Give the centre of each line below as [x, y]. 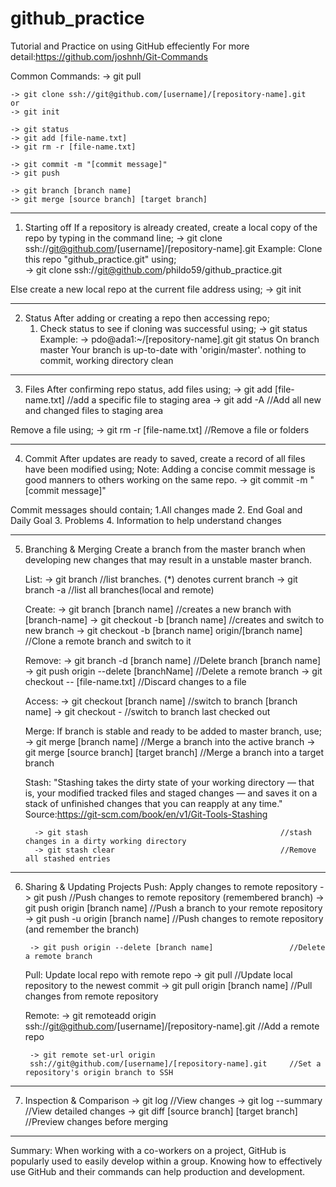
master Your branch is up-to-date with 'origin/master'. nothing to [173, 349]
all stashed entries [67, 858]
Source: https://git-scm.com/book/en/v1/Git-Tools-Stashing [146, 814]
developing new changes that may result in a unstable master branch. [168, 559]
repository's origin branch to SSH [99, 1072]
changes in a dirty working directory [105, 841]
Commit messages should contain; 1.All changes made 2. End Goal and [156, 509]
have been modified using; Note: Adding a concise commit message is [170, 469]
